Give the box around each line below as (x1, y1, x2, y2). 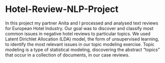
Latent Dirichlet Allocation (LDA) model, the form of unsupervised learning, (5, 36, 159, 42)
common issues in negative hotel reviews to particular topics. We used (5, 30, 151, 36)
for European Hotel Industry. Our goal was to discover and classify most (5, 25, 153, 31)
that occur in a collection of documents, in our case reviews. (5, 51, 130, 58)
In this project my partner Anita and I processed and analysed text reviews (5, 20, 158, 26)
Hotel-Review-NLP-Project (5, 3, 119, 15)
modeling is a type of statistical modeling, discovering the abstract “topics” (5, 46, 160, 52)
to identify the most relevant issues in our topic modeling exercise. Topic (5, 41, 155, 47)
